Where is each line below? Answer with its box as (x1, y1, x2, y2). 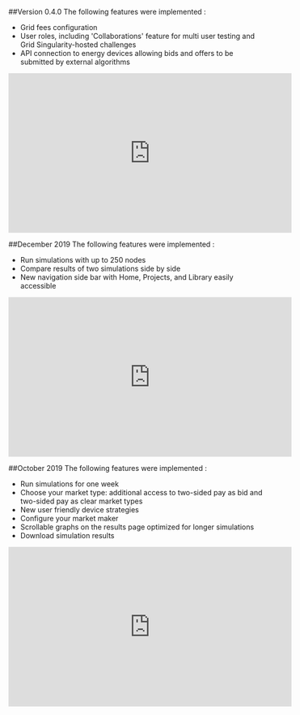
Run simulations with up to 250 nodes (19, 255, 146, 264)
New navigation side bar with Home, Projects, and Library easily (19, 272, 234, 282)
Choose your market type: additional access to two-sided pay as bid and (19, 488, 263, 497)
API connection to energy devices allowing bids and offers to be (19, 49, 234, 58)
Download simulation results (19, 531, 115, 540)
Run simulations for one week (19, 479, 120, 489)
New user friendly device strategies (19, 505, 139, 514)
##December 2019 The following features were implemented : (8, 239, 215, 249)
